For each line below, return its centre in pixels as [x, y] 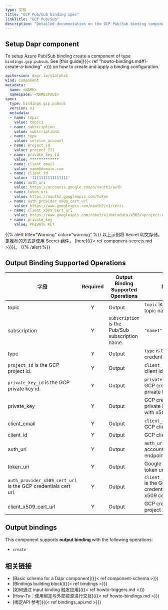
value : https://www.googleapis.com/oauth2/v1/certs [69, 206]
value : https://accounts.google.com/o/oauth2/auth [68, 187]
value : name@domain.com [39, 169]
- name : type [23, 136]
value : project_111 [34, 150]
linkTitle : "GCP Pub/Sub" [32, 19]
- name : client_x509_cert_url [41, 210]
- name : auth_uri [28, 183]
